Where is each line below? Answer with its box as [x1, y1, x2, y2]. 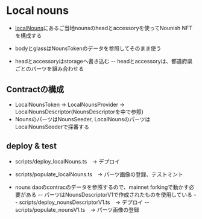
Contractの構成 [6, 84, 65, 95]
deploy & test [6, 141, 57, 151]
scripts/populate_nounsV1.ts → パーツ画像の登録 [14, 206, 140, 213]
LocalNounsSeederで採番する [14, 123, 89, 130]
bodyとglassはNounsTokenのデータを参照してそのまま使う [14, 45, 162, 52]
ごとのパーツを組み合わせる [14, 65, 84, 72]
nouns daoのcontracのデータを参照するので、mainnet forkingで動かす [14, 183, 189, 191]
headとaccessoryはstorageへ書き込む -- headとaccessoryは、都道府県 [14, 57, 193, 65]
